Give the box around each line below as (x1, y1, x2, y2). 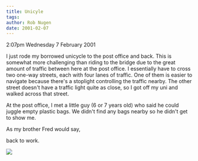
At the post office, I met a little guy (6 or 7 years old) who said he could (6, 101, 179, 109)
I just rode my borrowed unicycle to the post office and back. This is (6, 52, 172, 60)
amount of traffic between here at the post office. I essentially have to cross (6, 65, 191, 73)
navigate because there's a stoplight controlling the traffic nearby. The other (6, 78, 192, 85)
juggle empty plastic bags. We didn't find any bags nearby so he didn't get (6, 108, 188, 115)
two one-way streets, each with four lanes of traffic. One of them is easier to (6, 71, 193, 78)
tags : (6, 14, 20, 20)
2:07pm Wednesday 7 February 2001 (6, 41, 96, 48)
